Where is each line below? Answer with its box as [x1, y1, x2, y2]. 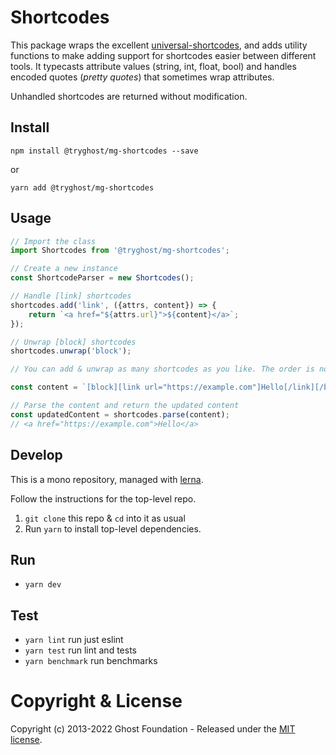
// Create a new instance [10, 264, 118, 274]
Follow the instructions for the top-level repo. [10, 492, 197, 505]
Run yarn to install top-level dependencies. [24, 522, 202, 535]
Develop [10, 447, 63, 464]
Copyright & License [10, 690, 183, 713]
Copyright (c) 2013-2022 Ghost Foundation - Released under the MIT [10, 723, 296, 735]
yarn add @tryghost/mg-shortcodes [10, 182, 155, 193]
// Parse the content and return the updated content [10, 401, 240, 411]
